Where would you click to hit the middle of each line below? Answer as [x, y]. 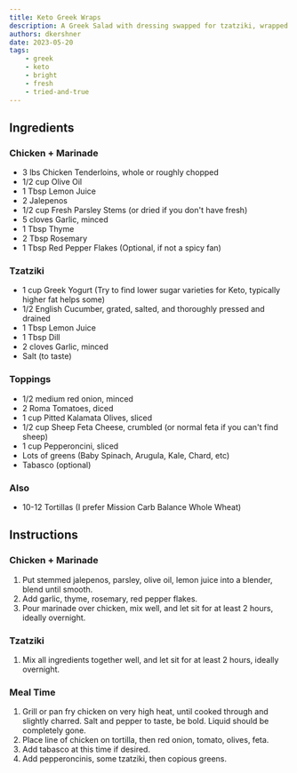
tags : [19, 51]
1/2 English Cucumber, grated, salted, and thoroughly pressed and [143, 309]
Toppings [30, 379]
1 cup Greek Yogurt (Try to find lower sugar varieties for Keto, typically [151, 291]
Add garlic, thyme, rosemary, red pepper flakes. [110, 598]
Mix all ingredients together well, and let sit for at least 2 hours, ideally [150, 660]
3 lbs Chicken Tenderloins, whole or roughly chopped [120, 172]
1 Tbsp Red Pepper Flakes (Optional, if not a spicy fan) [122, 248]
